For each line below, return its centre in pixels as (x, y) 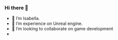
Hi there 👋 (17, 8)
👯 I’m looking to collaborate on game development (62, 29)
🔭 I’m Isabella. (26, 19)
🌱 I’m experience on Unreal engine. (47, 23)
